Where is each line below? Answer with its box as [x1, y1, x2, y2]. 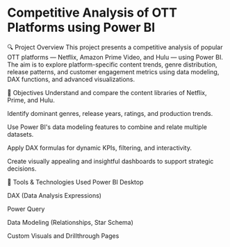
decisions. [7, 164, 37, 173]
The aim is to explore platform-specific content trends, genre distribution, [7, 60, 217, 69]
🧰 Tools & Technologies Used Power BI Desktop [7, 178, 144, 186]
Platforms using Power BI [7, 19, 156, 35]
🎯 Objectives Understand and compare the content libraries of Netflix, [7, 88, 207, 96]
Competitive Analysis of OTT [7, 5, 177, 21]
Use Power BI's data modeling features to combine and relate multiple [7, 123, 207, 131]
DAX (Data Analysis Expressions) [7, 191, 102, 199]
